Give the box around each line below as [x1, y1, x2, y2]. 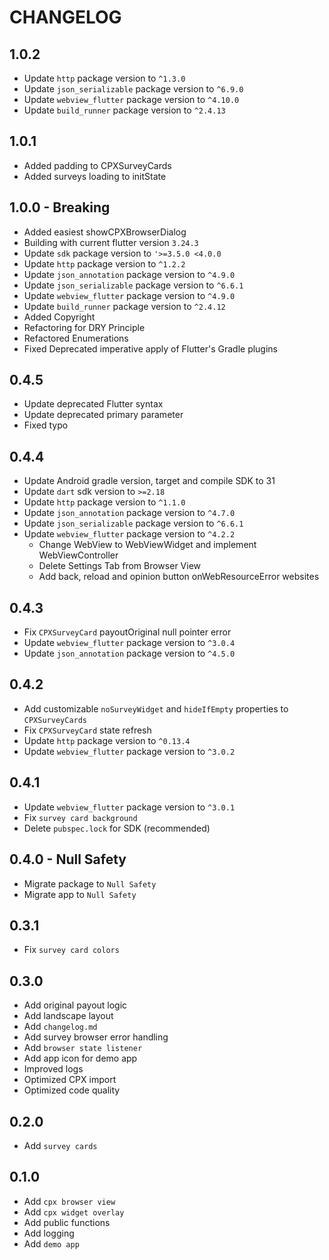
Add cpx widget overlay [23, 1206, 125, 1218]
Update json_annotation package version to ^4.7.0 [23, 507, 236, 519]
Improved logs [23, 1063, 84, 1075]
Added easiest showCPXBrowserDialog [23, 226, 187, 238]
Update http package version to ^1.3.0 [23, 72, 186, 84]
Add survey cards [23, 1139, 98, 1151]
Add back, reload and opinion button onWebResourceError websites [38, 571, 320, 583]
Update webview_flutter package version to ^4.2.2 [23, 528, 236, 540]
